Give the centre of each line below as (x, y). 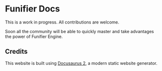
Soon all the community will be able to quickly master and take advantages (80, 31)
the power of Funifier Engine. (34, 36)
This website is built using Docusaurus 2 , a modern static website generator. (81, 63)
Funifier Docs (33, 9)
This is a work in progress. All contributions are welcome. (62, 22)
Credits (16, 52)
